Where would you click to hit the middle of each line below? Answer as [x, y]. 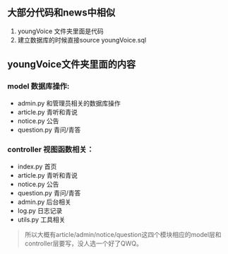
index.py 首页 [37, 166]
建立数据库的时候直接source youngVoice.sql [82, 40]
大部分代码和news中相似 [61, 13]
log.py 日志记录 [40, 210]
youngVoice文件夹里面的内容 [72, 65]
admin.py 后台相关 [44, 202]
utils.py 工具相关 [41, 219]
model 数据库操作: [38, 86]
